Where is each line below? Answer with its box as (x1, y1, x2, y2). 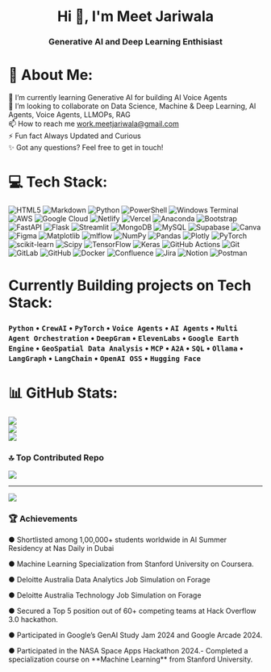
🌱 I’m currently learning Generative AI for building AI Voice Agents (8, 93, 227, 103)
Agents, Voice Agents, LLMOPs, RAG (8, 110, 131, 120)
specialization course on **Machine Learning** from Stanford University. (8, 654, 253, 664)
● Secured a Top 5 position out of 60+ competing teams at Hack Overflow (8, 606, 256, 615)
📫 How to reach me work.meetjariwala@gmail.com (8, 119, 179, 128)
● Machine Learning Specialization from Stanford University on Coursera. (8, 559, 254, 569)
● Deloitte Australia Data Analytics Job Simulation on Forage (8, 574, 211, 584)
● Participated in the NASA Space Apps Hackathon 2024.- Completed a (8, 645, 248, 655)
